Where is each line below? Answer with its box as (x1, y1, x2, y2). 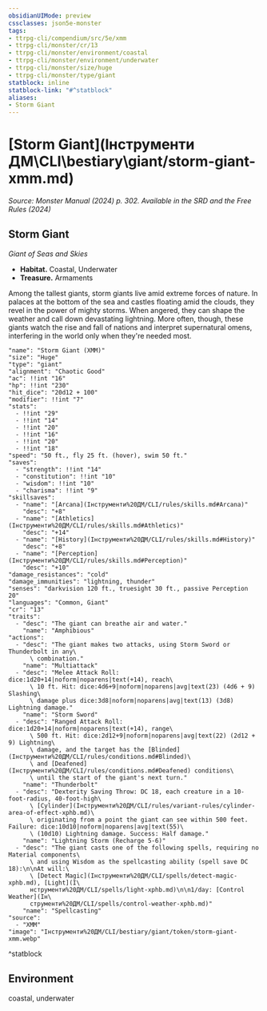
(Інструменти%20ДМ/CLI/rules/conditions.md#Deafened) (8, 766, 192, 775)
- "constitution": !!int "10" (15, 472, 116, 480)
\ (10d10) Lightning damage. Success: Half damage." (29, 829, 209, 837)
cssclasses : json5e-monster (8, 19, 102, 27)
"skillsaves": (8, 493, 56, 501)
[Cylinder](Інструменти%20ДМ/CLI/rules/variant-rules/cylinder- (37, 801, 256, 809)
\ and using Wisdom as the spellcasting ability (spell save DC (29, 857, 249, 865)
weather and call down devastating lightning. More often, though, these (8, 314, 244, 323)
